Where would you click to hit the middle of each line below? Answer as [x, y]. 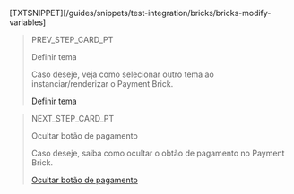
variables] [28, 22]
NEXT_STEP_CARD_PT [73, 118]
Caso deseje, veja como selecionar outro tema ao [123, 74]
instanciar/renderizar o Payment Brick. [102, 84]
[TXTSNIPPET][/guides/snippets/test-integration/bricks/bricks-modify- [140, 13]
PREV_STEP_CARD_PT [72, 40]
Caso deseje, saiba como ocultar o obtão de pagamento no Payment [158, 153]
